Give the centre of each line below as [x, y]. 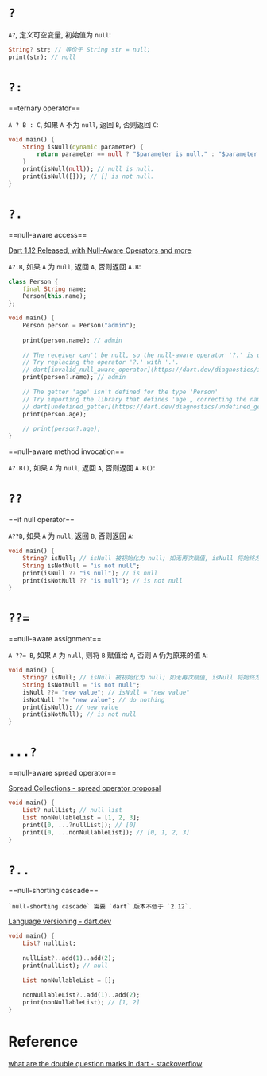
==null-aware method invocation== [66, 451]
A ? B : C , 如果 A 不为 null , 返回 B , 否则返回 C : [83, 124]
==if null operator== [42, 519]
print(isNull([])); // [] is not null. [89, 176]
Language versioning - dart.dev [60, 921]
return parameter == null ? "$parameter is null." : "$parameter [147, 154]
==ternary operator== [44, 108]
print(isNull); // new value [71, 707]
